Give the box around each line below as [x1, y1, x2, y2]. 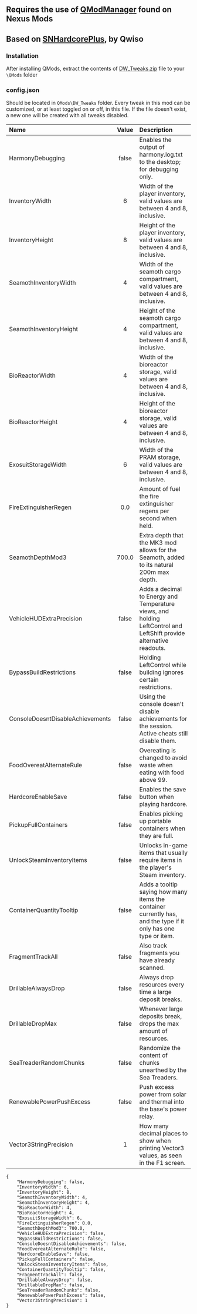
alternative [139, 636, 169, 645]
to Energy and [139, 592, 178, 600]
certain [139, 676, 159, 684]
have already [139, 956, 175, 965]
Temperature [139, 600, 175, 608]
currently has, [139, 910, 178, 918]
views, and [139, 607, 169, 615]
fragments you [139, 949, 180, 957]
